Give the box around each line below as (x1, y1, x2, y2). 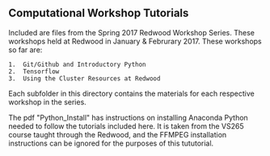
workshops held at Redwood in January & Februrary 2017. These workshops (8, 36, 262, 46)
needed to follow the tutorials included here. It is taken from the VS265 (8, 121, 244, 131)
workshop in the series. (8, 96, 86, 107)
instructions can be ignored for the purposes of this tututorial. (8, 138, 214, 148)
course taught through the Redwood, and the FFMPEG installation (8, 129, 227, 139)
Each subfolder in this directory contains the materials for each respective (8, 88, 255, 98)
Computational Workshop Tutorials (8, 6, 189, 20)
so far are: (8, 44, 43, 55)
